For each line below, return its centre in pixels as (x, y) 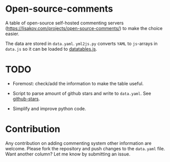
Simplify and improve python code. (49, 108)
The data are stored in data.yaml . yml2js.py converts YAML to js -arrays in (81, 43)
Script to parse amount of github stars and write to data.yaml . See (82, 93)
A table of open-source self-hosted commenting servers (64, 23)
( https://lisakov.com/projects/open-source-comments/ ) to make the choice (84, 28)
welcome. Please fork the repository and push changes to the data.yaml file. (85, 148)
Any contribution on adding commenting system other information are (78, 143)
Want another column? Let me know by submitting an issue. (68, 154)
